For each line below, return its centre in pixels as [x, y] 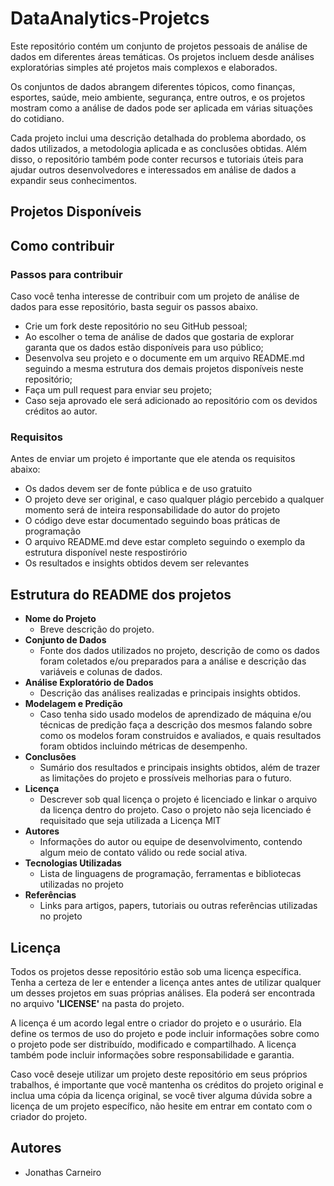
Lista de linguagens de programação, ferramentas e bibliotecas [170, 874]
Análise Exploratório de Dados [89, 683]
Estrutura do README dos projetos [121, 594]
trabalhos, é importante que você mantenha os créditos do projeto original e [167, 1084]
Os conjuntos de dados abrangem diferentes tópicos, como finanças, [153, 86]
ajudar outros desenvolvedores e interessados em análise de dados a [153, 169]
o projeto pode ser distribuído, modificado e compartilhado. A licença [153, 1044]
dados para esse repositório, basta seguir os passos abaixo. [134, 307]
